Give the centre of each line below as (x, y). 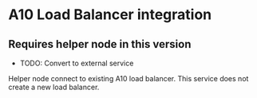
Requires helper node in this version (100, 44)
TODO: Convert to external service (77, 63)
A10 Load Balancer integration (110, 15)
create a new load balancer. (54, 87)
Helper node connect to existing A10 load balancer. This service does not (128, 78)
